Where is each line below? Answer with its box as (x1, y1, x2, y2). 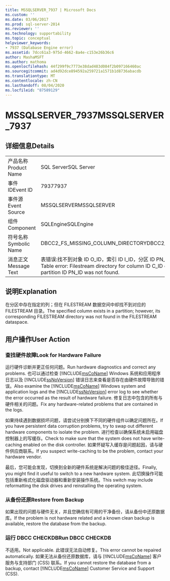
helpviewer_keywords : (5, 41, 51, 46)
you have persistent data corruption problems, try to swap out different (5, 423, 153, 429)
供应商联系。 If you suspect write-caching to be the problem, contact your (9, 448, 163, 454)
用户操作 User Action (5, 335, 70, 344)
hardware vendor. (5, 454, 42, 460)
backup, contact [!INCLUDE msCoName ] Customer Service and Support (5, 565, 155, 571)
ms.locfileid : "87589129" (5, 87, 60, 93)
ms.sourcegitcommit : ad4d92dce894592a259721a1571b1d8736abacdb (5, 69, 142, 74)
